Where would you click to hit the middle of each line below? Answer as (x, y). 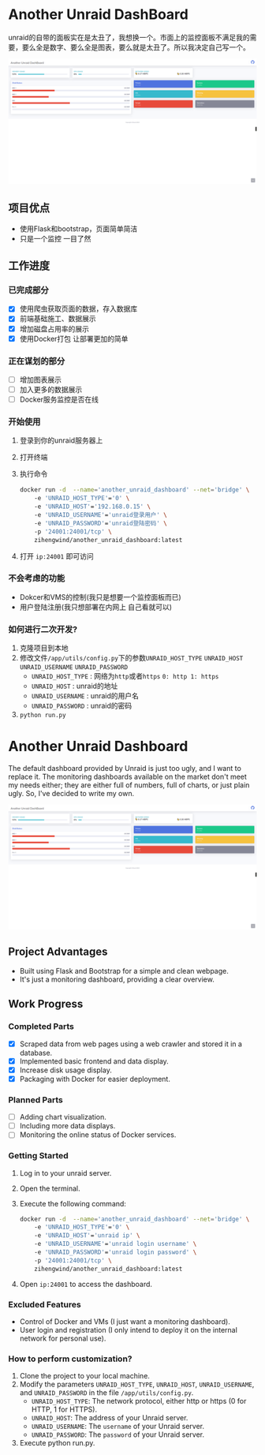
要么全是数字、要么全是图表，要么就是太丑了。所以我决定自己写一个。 (136, 47)
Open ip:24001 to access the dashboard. (86, 1284)
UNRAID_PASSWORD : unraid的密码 (82, 706)
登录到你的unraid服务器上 (61, 440)
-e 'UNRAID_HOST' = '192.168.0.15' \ (93, 507)
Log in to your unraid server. (65, 1173)
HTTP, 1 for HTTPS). (64, 1409)
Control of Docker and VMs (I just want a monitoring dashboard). (125, 1322)
